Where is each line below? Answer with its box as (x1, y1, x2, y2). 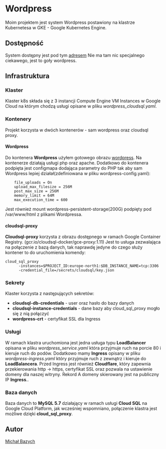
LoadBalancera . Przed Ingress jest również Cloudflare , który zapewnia (5, 361, 151, 367)
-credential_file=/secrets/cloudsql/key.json (18, 268, 114, 273)
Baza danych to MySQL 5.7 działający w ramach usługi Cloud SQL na (5, 400, 148, 406)
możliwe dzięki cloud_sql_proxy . (5, 411, 73, 417)
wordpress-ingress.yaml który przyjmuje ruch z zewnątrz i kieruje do (5, 355, 147, 361)
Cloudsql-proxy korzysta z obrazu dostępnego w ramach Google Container (5, 234, 161, 240)
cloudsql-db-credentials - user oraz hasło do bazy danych (12, 300, 134, 306)
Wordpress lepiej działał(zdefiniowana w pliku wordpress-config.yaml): (5, 170, 151, 176)
